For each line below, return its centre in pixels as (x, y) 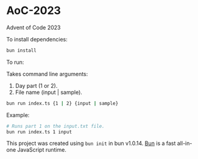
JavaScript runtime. (42, 150)
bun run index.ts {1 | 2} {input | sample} (62, 103)
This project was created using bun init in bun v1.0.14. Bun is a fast (91, 143)
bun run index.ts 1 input (39, 132)
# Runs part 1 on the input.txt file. (55, 126)
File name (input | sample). (48, 92)
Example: (18, 115)
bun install (21, 50)
